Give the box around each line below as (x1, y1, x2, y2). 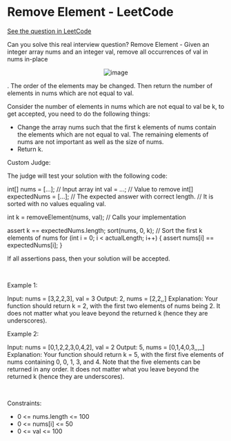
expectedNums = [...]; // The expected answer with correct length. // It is (7, 192, 214, 201)
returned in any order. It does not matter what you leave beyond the (7, 365, 199, 373)
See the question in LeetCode (7, 27, 92, 35)
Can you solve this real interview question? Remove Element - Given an (7, 40, 210, 48)
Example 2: (7, 329, 39, 338)
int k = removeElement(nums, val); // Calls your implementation (7, 213, 186, 221)
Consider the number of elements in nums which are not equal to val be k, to (7, 102, 225, 110)
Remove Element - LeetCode (7, 4, 174, 20)
